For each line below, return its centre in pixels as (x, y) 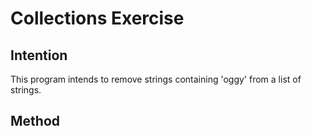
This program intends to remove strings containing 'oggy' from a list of (156, 79)
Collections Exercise (97, 18)
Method (35, 121)
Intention (39, 55)
